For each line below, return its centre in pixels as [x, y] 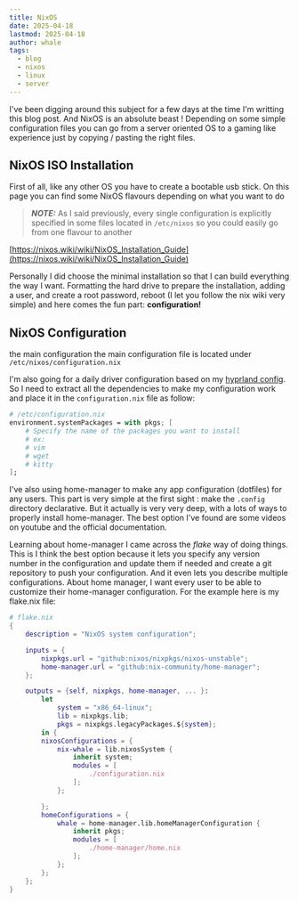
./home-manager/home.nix [134, 848]
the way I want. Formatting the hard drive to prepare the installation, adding [147, 286]
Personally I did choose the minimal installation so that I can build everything [149, 276]
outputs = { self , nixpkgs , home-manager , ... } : [117, 691]
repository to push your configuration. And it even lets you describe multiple [149, 573]
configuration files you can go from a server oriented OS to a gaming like [143, 128]
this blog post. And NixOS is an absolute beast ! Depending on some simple [148, 118]
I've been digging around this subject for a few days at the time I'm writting [147, 109]
